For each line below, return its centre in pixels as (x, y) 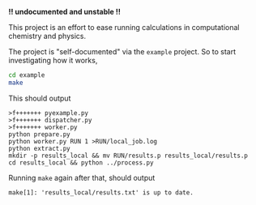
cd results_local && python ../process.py (81, 162)
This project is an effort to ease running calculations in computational (124, 27)
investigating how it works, (53, 60)
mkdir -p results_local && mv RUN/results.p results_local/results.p (128, 156)
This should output (40, 98)
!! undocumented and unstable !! (65, 12)
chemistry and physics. (47, 36)
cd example (27, 75)
